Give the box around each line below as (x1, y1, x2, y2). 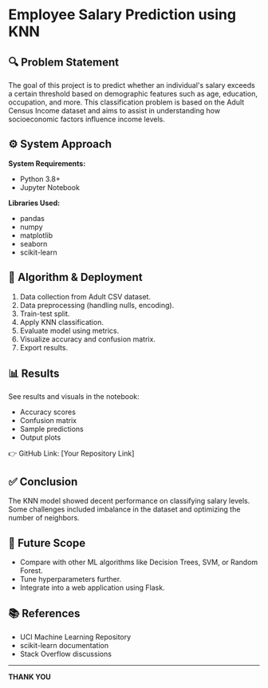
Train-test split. (19, 309, 70, 318)
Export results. (19, 342, 69, 352)
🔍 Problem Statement (8, 55, 120, 69)
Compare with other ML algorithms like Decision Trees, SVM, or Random (19, 557, 258, 567)
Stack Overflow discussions (19, 649, 112, 658)
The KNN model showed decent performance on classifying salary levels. (8, 496, 250, 506)
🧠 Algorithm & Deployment (8, 271, 143, 284)
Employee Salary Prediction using (8, 6, 237, 24)
